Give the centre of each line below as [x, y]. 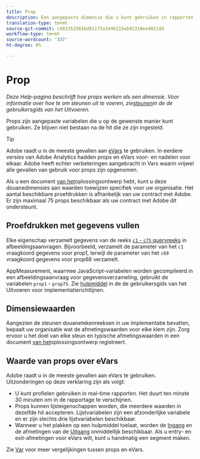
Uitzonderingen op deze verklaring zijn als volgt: [66, 382]
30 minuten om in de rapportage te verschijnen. [73, 400]
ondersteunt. [22, 207]
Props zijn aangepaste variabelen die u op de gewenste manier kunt [90, 121]
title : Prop [21, 12]
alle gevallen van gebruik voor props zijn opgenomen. [72, 170]
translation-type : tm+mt [37, 23]
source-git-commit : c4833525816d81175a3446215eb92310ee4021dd [85, 28]
